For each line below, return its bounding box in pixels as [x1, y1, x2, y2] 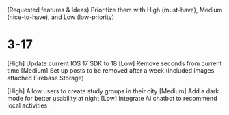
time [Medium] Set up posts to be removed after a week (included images [7, 66, 215, 74]
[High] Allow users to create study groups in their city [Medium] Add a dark [7, 86, 219, 95]
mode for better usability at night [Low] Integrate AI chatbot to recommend [7, 94, 217, 102]
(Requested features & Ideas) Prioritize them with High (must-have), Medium [7, 6, 223, 14]
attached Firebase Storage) [7, 73, 84, 82]
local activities [7, 101, 48, 110]
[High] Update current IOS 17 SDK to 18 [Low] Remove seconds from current [7, 59, 222, 67]
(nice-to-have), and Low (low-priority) [7, 13, 115, 21]
